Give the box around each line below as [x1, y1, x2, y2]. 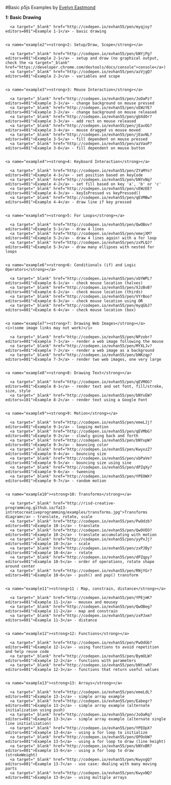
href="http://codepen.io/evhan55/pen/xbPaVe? [53, 456, 153, 461]
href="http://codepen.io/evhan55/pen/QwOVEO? [53, 528, 153, 533]
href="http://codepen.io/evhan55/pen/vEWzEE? [53, 186, 153, 191]
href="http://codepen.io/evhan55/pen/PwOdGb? [53, 640, 153, 645]
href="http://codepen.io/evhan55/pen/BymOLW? [53, 653, 153, 659]
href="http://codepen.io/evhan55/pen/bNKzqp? [53, 352, 153, 358]
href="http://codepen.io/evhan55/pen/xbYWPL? [53, 276, 153, 281]
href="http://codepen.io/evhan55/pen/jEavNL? [53, 132, 153, 137]
